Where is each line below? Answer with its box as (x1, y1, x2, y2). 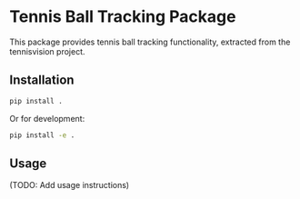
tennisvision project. (9, 45, 85, 56)
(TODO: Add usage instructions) (9, 180, 130, 191)
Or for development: (9, 113, 85, 124)
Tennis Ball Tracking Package (9, 6, 236, 27)
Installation (9, 73, 75, 88)
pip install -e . (9, 130, 75, 140)
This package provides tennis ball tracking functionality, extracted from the (9, 36, 291, 47)
